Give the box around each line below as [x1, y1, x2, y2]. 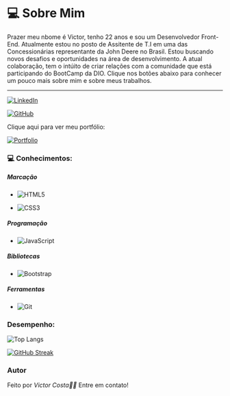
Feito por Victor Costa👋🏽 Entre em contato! [7, 381, 129, 389]
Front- [201, 32, 219, 41]
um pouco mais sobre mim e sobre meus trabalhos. [7, 76, 152, 84]
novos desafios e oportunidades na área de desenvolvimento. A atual [7, 54, 203, 62]
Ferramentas [7, 285, 45, 293]
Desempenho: [7, 319, 55, 329]
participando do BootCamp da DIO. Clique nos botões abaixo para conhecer [7, 69, 222, 77]
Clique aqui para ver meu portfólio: [7, 123, 105, 131]
